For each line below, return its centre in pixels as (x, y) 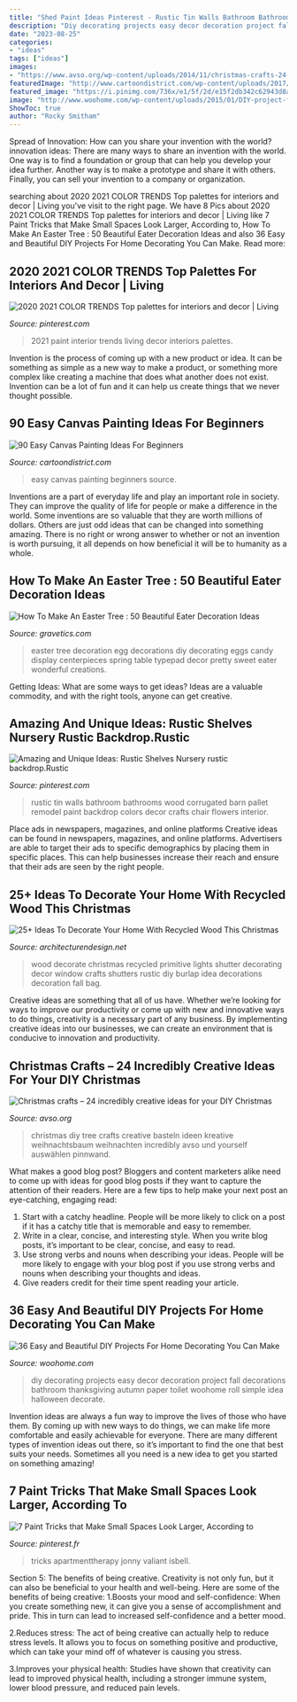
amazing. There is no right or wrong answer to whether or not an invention (145, 534)
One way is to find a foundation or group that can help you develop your (140, 160)
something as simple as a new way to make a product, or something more (144, 367)
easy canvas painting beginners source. (103, 479)
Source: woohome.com (52, 1362)
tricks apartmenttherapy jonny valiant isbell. (110, 1560)
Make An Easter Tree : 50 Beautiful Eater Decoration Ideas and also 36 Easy (147, 234)
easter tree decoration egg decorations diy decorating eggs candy (152, 650)
